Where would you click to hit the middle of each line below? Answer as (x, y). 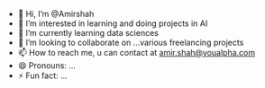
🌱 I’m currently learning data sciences (88, 33)
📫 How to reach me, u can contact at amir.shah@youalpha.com (137, 53)
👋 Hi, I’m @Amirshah (56, 14)
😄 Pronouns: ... (47, 66)
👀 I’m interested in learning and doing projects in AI (113, 23)
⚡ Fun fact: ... (42, 75)
